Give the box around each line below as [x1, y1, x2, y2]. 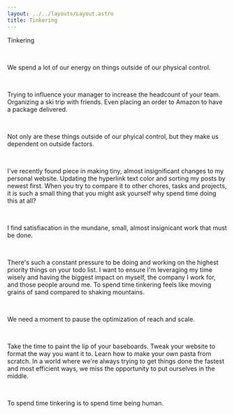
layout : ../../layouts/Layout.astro [7, 10, 114, 17]
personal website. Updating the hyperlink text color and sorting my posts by [7, 174, 226, 183]
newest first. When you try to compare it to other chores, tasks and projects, [7, 181, 227, 190]
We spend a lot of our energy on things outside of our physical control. [7, 63, 211, 71]
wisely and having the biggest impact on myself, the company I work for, [7, 273, 217, 281]
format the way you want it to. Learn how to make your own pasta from [7, 349, 212, 357]
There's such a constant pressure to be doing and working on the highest [7, 258, 219, 266]
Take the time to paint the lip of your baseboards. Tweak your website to [7, 342, 216, 350]
